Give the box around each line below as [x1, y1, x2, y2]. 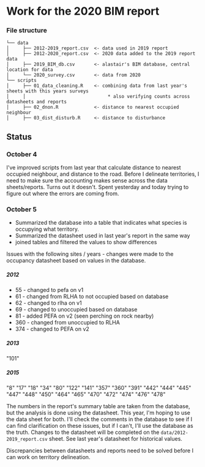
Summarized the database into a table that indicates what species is [15, 219, 187, 226]
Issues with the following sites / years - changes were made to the [6, 250, 174, 258]
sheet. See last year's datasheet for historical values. [48, 435, 182, 443]
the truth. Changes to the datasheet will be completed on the [6, 428, 160, 436]
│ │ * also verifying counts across [6, 94, 190, 100]
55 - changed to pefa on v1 [15, 286, 84, 294]
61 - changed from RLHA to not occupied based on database [15, 293, 169, 301]
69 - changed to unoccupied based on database [15, 306, 138, 313]
